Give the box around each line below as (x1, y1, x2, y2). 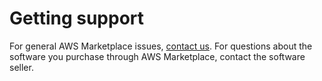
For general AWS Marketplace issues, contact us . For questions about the (9, 40, 313, 52)
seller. (9, 61, 34, 73)
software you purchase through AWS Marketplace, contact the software (9, 50, 306, 62)
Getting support (9, 7, 145, 30)
